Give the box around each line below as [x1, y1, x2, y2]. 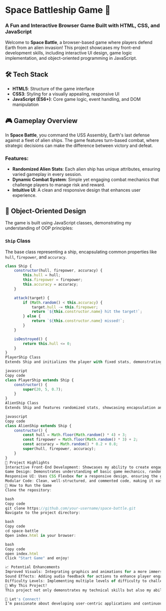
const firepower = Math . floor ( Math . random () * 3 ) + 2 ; [23, 437, 138, 442]
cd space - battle [5, 528, 39, 533]
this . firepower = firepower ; [23, 277, 83, 282]
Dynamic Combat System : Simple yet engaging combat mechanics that [12, 176, 159, 182]
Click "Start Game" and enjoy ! [5, 556, 70, 561]
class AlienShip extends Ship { [5, 423, 72, 428]
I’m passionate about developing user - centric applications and [5, 601, 140, 606]
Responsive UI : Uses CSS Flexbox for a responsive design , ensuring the [5, 474, 158, 479]
